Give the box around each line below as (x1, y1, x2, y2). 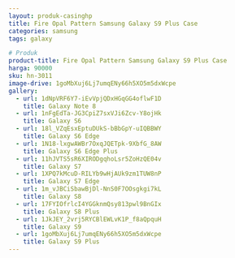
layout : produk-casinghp (8, 11, 93, 20)
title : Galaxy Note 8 (23, 102, 96, 110)
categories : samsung (8, 27, 79, 35)
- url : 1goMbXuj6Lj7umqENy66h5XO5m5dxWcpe (15, 230, 162, 239)
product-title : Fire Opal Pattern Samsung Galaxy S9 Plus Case (8, 57, 228, 65)
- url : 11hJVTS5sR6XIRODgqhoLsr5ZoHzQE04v (15, 155, 162, 163)
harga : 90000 (8, 64, 53, 73)
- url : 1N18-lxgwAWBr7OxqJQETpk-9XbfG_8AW (15, 140, 162, 148)
